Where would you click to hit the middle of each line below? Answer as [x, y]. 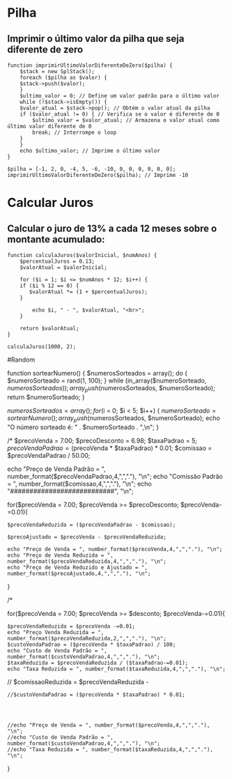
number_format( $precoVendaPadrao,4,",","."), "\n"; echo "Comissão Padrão [115, 476]
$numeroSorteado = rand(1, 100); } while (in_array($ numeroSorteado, [107, 380]
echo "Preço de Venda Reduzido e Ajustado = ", [78, 567]
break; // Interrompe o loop [75, 132]
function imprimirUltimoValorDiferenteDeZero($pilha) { [90, 65]
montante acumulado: [56, 239]
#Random [21, 360]
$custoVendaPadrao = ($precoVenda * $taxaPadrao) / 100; [92, 645]
